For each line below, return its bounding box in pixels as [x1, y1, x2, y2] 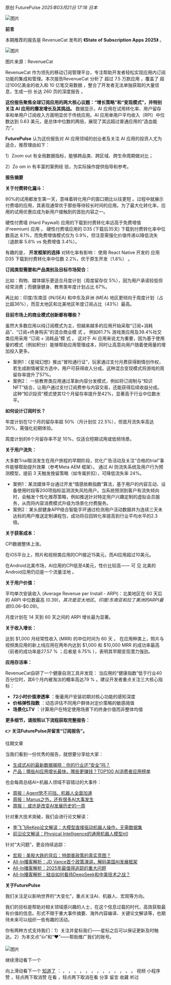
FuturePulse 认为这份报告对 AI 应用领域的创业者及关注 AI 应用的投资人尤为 [5, 135, 162, 142]
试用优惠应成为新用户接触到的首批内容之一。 [14, 209, 108, 215]
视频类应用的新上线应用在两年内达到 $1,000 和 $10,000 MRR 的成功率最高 [5, 642, 160, 648]
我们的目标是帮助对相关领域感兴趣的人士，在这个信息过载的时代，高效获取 [5, 904, 161, 910]
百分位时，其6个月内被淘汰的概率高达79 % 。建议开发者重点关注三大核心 [5, 677, 159, 682]
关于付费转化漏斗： [5, 185, 46, 191]
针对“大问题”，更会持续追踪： [5, 841, 68, 848]
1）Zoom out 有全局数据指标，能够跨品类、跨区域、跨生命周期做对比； [5, 153, 154, 159]
